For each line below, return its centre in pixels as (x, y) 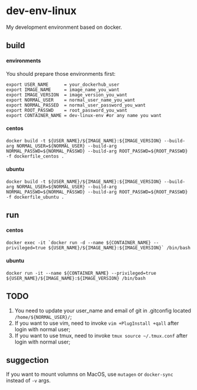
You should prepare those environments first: (61, 74)
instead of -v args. (29, 381)
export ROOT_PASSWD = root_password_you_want (67, 110)
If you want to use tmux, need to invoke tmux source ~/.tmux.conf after (101, 335)
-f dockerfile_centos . (35, 156)
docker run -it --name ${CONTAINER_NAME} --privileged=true (81, 273)
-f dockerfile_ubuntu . (35, 197)
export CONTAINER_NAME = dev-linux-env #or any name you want (84, 115)
